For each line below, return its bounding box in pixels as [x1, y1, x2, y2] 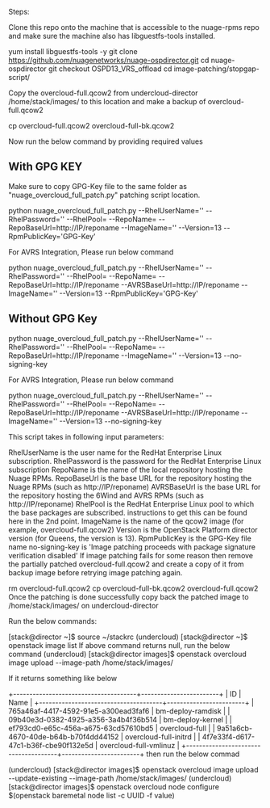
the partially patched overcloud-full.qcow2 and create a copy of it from [8, 559, 244, 569]
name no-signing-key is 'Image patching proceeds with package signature [8, 541, 256, 552]
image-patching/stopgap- [173, 64, 260, 74]
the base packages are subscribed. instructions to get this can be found [8, 507, 247, 517]
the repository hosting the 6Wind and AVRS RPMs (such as [8, 490, 204, 500]
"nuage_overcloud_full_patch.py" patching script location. [8, 190, 201, 200]
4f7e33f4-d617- [201, 731, 255, 742]
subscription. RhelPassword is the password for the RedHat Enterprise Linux [8, 456, 262, 465]
